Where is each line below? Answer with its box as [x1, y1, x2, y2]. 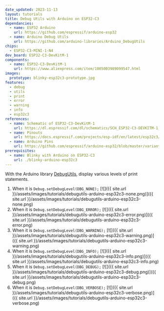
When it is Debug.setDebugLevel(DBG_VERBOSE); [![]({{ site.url [12, 285, 133, 290]
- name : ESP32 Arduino [9, 25, 56, 30]
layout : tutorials [5, 12, 42, 17]
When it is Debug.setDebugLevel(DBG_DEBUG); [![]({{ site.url [12, 263, 128, 269]
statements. [5, 176, 29, 182]
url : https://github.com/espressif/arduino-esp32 [14, 30, 117, 35]
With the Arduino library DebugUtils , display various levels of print [5, 171, 138, 177]
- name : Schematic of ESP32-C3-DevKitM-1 [9, 121, 95, 126]
